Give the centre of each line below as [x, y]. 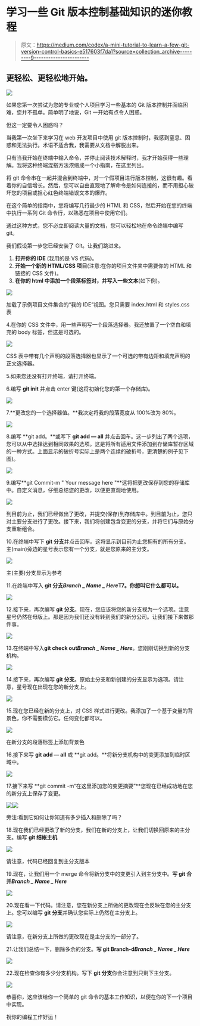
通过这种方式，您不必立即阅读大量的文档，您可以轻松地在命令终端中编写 [95, 225]
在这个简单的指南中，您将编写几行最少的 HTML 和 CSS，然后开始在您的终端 [99, 205]
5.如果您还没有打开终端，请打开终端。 [53, 376]
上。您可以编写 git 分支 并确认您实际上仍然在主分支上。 [74, 912]
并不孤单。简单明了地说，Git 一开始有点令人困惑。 [83, 112]
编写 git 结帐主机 [37, 837]
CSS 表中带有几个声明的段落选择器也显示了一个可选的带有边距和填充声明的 [98, 356]
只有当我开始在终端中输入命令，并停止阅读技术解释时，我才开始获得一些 [95, 157]
